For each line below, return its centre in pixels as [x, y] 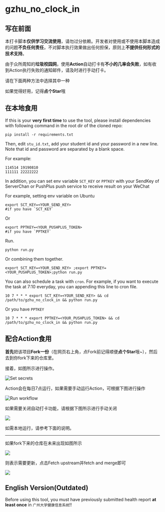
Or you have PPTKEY [25, 309]
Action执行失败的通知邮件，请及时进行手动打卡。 [59, 70]
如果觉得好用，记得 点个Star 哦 [35, 91]
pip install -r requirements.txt [39, 135]
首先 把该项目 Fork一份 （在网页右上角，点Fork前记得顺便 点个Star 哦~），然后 [82, 351]
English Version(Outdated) [47, 488]
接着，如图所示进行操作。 [31, 368]
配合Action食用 [28, 339]
